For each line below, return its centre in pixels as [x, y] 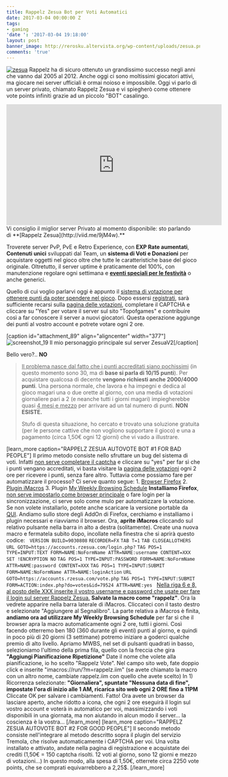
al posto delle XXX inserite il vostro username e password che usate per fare [103, 591]
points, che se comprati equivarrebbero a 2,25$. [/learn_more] [85, 767]
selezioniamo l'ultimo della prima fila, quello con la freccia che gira [91, 650]
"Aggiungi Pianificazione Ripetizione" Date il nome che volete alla [91, 656]
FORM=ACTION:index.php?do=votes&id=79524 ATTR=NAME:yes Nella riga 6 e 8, [101, 585]
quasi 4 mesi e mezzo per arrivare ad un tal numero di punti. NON [105, 405]
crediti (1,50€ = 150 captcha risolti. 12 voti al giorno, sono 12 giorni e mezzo [102, 754]
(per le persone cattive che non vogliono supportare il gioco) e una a [108, 430]
